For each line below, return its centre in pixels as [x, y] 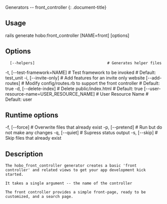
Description [24, 154]
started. [14, 175]
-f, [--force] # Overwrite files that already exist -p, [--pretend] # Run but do [84, 127]
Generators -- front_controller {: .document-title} [56, 7]
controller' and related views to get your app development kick [75, 170]
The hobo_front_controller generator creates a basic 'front [71, 166]
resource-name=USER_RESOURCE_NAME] [50, 94]
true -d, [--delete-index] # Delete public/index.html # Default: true [74, 89]
